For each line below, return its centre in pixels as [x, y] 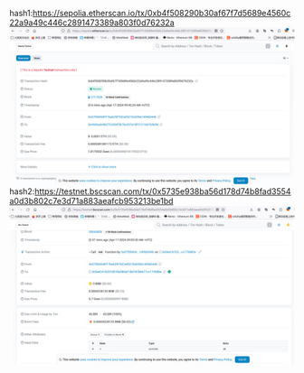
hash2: [22, 191]
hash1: [21, 13]
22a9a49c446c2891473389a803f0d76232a [92, 23]
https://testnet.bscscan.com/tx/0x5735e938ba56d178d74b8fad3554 [163, 191]
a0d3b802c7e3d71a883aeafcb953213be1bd [91, 200]
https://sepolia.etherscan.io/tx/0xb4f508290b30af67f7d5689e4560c [161, 13]
